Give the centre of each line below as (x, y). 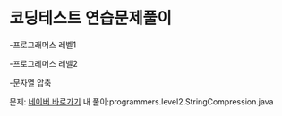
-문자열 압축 (30, 82)
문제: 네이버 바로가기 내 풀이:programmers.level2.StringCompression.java (141, 101)
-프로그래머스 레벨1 (43, 45)
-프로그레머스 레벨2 (43, 63)
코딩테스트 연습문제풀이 (90, 18)
